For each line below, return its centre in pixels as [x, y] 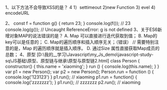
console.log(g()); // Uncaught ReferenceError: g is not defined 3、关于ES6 [81, 29]
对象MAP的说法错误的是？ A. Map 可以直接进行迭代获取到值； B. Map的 [83, 36]
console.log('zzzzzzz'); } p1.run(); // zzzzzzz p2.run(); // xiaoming [73, 82]
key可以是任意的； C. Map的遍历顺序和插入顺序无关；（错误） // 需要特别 [80, 42]
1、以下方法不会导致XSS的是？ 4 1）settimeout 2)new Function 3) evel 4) [80, 7]
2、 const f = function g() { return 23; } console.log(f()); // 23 [68, 23]
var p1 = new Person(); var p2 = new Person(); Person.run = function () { [79, 72]
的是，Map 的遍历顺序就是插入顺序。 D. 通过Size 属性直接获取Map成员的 [84, 48]
